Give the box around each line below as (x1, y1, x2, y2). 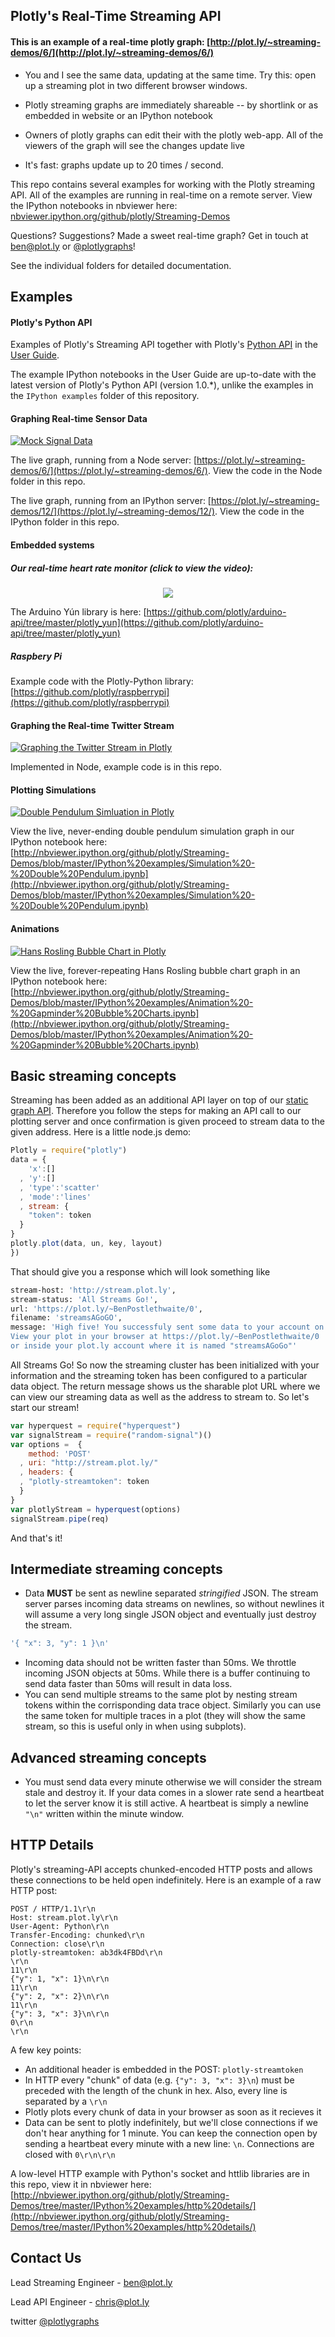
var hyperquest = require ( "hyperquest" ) (10, 1420, 182, 1431)
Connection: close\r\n (10, 1939, 105, 1949)
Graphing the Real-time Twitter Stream (10, 719, 175, 731)
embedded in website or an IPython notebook (24, 109, 213, 121)
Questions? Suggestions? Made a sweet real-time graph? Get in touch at (10, 229, 309, 241)
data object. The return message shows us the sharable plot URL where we (10, 1380, 321, 1392)
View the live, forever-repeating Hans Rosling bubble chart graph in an (10, 964, 301, 976)
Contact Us (10, 2250, 82, 2267)
